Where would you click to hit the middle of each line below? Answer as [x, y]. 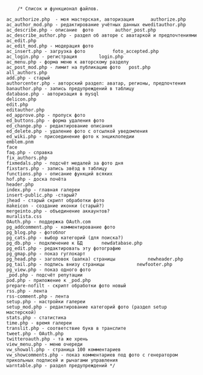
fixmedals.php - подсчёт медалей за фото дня [65, 163]
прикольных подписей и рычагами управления [62, 360]
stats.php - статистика [36, 318]
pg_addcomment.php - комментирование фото [61, 227]
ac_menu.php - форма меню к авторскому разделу [68, 62]
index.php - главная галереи [43, 190]
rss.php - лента [27, 291]
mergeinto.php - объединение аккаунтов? [58, 211]
